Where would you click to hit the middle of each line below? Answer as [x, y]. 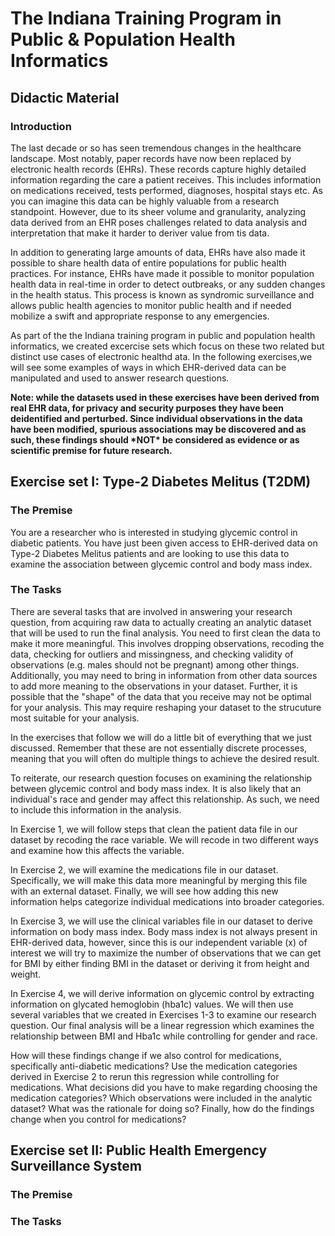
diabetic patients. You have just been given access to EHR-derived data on [164, 543]
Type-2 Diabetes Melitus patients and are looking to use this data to [150, 553]
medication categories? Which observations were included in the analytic [161, 1098]
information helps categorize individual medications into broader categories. [167, 901]
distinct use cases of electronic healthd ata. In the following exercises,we [161, 356]
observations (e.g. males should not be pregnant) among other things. [155, 664]
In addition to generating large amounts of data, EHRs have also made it [158, 252]
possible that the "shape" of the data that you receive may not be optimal [161, 696]
